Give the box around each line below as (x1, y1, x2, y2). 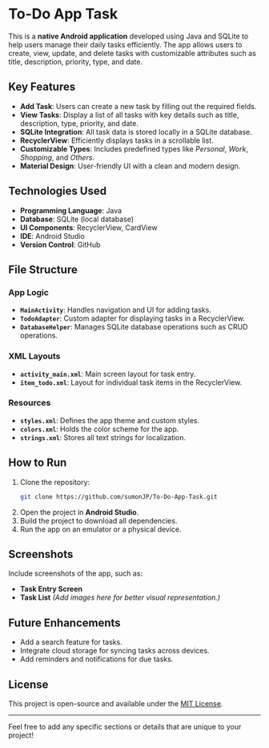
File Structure (8, 262, 78, 277)
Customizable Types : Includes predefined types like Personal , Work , (19, 144, 248, 153)
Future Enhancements (8, 616, 122, 629)
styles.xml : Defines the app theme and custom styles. (19, 415, 200, 425)
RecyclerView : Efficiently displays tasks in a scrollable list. (19, 135, 214, 145)
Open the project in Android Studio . (19, 507, 139, 517)
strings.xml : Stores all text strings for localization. (19, 432, 187, 442)
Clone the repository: (19, 477, 90, 487)
